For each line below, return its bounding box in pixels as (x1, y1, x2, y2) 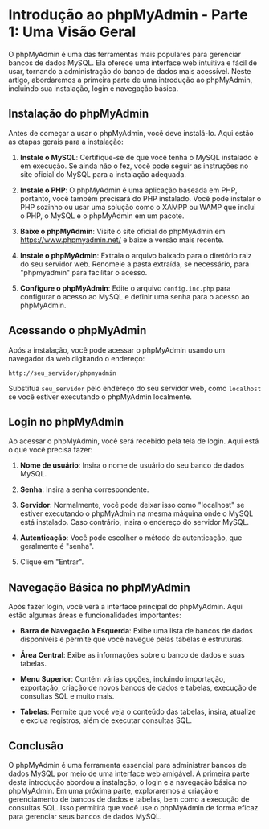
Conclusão (8, 739, 64, 753)
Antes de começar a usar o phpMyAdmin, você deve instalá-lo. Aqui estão (8, 128, 255, 138)
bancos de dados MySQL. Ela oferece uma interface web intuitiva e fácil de (8, 58, 258, 68)
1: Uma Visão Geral (8, 23, 137, 41)
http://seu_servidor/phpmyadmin (8, 369, 116, 377)
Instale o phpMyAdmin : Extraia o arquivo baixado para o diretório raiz (19, 250, 252, 260)
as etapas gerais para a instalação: (8, 137, 124, 146)
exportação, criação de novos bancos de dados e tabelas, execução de (19, 683, 257, 693)
